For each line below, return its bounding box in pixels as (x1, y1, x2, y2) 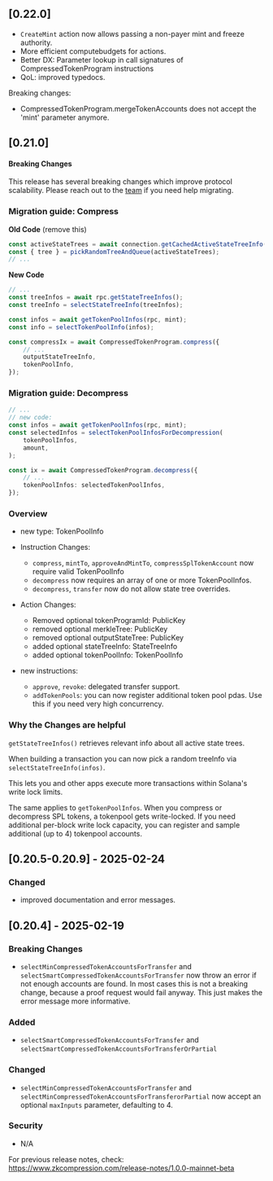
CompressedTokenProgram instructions (19, 64, 154, 73)
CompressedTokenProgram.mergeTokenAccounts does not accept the (19, 103, 257, 113)
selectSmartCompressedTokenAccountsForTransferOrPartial (19, 1045, 218, 1054)
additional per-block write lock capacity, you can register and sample (8, 819, 240, 830)
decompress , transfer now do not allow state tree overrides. (32, 584, 232, 594)
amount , (23, 444, 49, 452)
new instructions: (19, 666, 79, 676)
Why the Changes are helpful (8, 719, 126, 731)
